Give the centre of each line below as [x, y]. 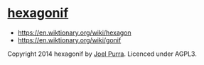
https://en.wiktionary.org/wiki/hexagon [74, 32]
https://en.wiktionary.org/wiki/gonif [69, 40]
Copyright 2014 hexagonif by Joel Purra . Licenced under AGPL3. [102, 54]
